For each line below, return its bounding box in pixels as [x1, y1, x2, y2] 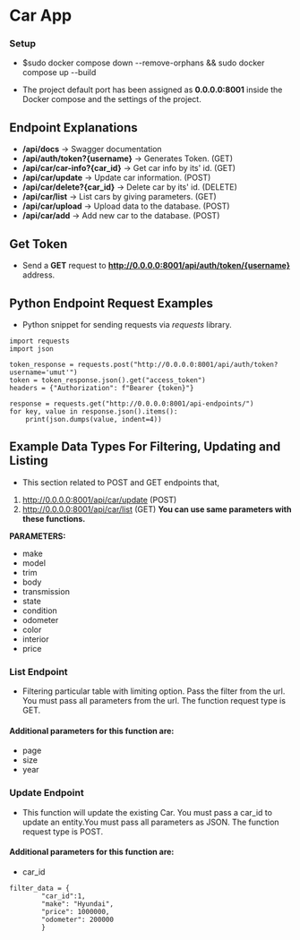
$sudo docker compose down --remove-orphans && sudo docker [21, 57, 265, 68]
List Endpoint [9, 665, 69, 678]
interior [21, 633, 49, 645]
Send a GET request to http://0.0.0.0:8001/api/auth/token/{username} [21, 261, 291, 271]
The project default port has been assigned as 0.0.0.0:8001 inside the [21, 84, 283, 95]
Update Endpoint [9, 787, 84, 799]
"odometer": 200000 [41, 915, 115, 924]
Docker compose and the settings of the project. [21, 94, 201, 105]
